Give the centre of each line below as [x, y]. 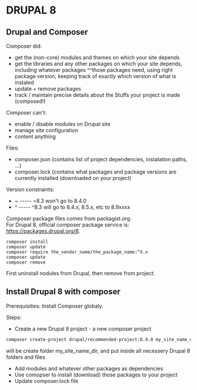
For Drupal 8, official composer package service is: [68, 225]
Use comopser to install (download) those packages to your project [96, 375]
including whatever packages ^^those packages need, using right [94, 70]
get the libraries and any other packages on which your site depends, [98, 64]
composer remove [26, 262]
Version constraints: [30, 189]
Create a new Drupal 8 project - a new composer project [83, 329]
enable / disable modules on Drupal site [62, 124]
